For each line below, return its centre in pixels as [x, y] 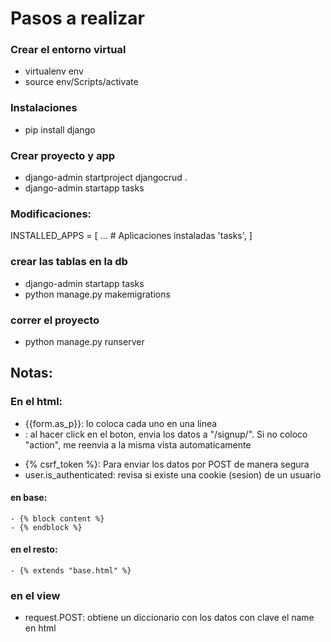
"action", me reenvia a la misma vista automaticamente [138, 444]
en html [40, 628]
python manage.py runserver [84, 341]
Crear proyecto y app [63, 155]
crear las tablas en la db [69, 262]
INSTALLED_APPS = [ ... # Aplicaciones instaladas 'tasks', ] [131, 236]
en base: [29, 498]
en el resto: [34, 549]
